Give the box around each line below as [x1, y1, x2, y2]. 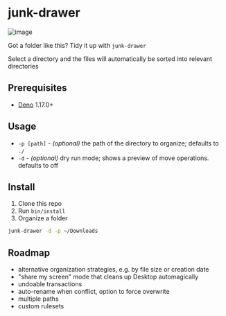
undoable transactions [17, 280, 82, 288]
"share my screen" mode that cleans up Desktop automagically [17, 272, 199, 281]
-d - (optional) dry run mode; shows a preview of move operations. [17, 154, 209, 162]
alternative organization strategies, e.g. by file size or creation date [17, 265, 209, 274]
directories [8, 62, 39, 70]
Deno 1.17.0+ [17, 100, 54, 109]
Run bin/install [17, 207, 66, 216]
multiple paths [17, 295, 59, 303]
